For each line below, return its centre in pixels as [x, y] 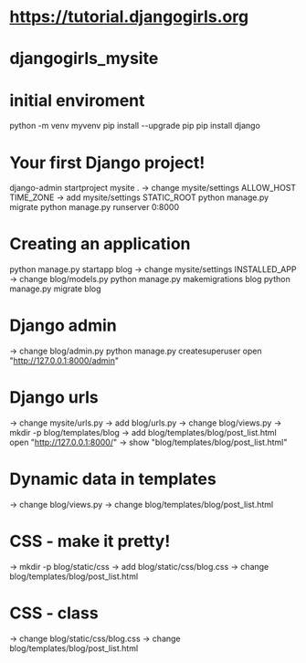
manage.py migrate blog [56, 289]
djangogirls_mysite [84, 59]
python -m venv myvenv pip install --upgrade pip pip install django [135, 126]
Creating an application [100, 244]
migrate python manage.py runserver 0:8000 [95, 207]
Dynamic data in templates [113, 479]
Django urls [54, 398]
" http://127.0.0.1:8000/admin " [64, 361]
